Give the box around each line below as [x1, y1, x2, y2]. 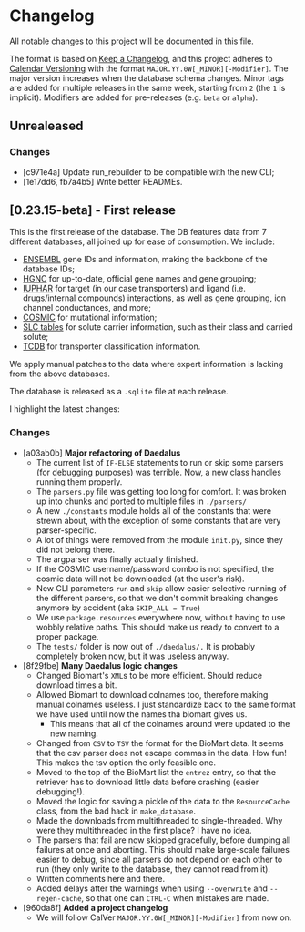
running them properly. [36, 476, 123, 487]
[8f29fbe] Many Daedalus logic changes [22, 660, 178, 671]
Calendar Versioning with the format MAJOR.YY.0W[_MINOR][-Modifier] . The [9, 63, 289, 74]
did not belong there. [36, 544, 116, 555]
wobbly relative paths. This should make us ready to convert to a [36, 621, 280, 632]
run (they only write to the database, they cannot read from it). [36, 863, 271, 875]
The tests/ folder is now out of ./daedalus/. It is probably [36, 640, 256, 651]
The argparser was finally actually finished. [36, 553, 198, 565]
